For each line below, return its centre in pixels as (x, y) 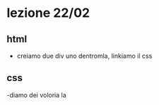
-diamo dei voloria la (36, 95)
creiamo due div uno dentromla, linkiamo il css (84, 56)
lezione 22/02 (48, 13)
